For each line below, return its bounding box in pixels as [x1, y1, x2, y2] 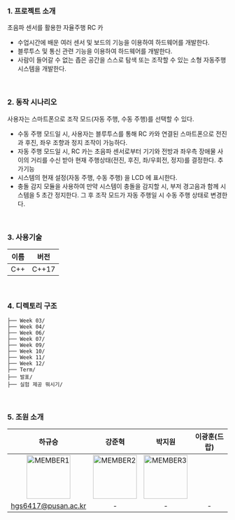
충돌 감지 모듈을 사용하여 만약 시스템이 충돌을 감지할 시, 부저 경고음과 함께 [17, 182, 219, 190]
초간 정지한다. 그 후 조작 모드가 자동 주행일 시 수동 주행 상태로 [41, 190, 209, 199]
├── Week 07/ [7, 336, 45, 343]
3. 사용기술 [7, 232, 43, 242]
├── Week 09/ [7, 342, 45, 349]
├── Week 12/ [7, 360, 45, 367]
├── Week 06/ [7, 330, 45, 337]
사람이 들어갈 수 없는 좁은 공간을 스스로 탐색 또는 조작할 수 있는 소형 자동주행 [17, 56, 227, 64]
